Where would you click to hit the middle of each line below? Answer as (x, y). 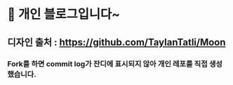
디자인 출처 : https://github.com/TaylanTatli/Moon (116, 42)
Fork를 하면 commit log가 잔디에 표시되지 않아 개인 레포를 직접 (108, 63)
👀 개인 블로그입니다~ (64, 14)
